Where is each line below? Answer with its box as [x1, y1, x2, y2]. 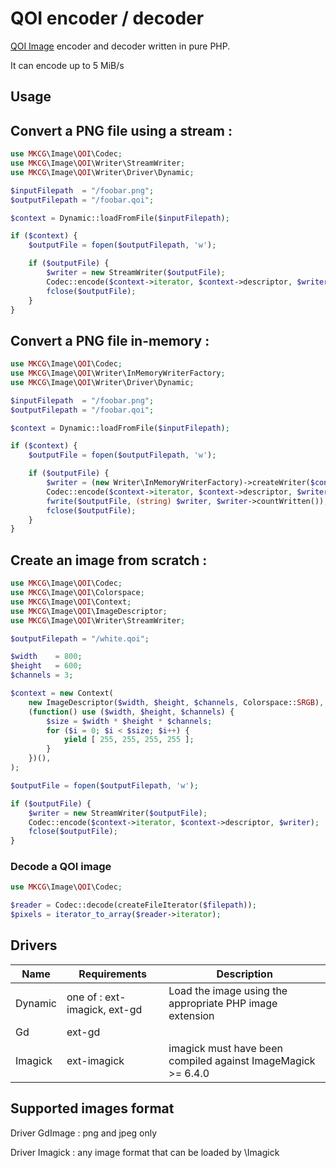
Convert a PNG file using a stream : [10, 122, 233, 139]
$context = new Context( [10, 688, 114, 699]
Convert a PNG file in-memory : [10, 332, 210, 349]
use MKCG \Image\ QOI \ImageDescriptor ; [10, 606, 168, 616]
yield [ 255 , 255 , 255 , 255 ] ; [63, 735, 195, 745]
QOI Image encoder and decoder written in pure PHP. [10, 40, 231, 52]
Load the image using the [168, 983, 288, 997]
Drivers [10, 937, 58, 954]
